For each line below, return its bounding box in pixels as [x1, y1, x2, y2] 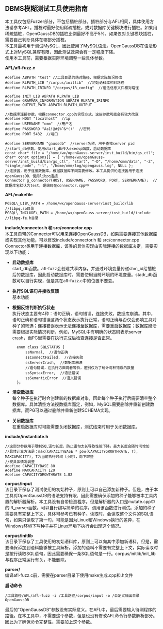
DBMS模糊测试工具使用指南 [5, 4, 88, 13]
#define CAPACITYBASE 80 [5, 463, 55, 468]
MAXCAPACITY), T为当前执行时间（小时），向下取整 [5, 454, 94, 459]
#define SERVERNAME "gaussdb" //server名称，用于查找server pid [5, 141, 135, 146]
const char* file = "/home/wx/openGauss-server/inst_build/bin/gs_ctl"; [5, 150, 155, 155]
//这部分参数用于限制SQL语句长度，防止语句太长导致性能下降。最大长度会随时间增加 [5, 444, 149, 449]
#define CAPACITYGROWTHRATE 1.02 [5, 472, 73, 477]
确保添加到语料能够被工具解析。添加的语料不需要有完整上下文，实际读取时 [9, 544, 158, 550]
